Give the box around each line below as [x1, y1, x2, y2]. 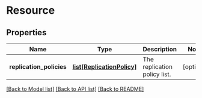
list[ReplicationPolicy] [72, 63, 137, 71]
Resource [6, 4, 55, 17]
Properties [6, 27, 47, 38]
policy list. [142, 70, 171, 78]
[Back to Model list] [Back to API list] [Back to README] [6, 85, 144, 93]
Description [142, 45, 177, 53]
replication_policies [9, 63, 67, 71]
